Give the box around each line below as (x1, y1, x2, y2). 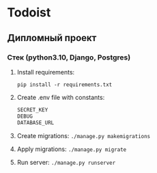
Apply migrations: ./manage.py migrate (16, 145, 127, 153)
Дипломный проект (7, 32, 97, 44)
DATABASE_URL (16, 119, 55, 126)
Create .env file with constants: (16, 93, 105, 101)
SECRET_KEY (16, 106, 48, 114)
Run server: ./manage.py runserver (16, 158, 116, 166)
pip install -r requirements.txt (16, 81, 113, 88)
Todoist (7, 5, 51, 21)
